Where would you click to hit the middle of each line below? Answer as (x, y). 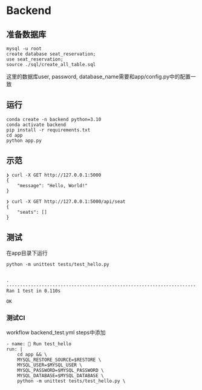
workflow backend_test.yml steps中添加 (56, 332)
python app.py (24, 140)
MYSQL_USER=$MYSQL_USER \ (50, 365)
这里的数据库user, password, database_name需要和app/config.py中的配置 (99, 77)
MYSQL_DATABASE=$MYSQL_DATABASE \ (60, 375)
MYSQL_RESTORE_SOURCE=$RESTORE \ (59, 360)
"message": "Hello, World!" (52, 185)
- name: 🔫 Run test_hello (39, 344)
